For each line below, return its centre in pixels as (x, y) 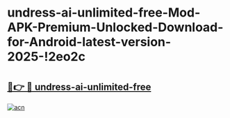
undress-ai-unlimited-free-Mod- (104, 13)
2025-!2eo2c (46, 57)
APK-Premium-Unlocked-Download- (115, 27)
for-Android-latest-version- (89, 42)
